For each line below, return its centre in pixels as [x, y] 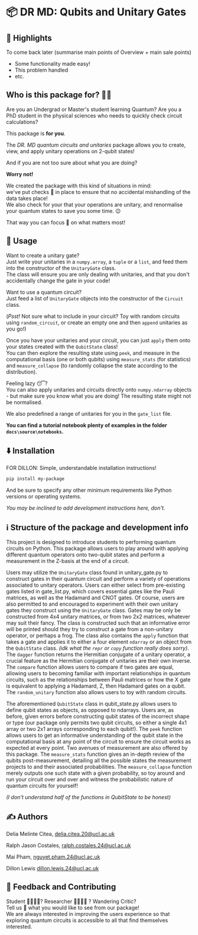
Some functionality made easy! [52, 64]
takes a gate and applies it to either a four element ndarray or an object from [99, 642]
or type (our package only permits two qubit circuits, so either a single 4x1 [97, 723]
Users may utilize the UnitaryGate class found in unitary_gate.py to [87, 573]
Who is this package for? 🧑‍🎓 [59, 95]
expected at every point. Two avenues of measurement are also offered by [97, 748]
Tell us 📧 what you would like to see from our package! [73, 907]
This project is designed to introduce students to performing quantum [91, 542]
